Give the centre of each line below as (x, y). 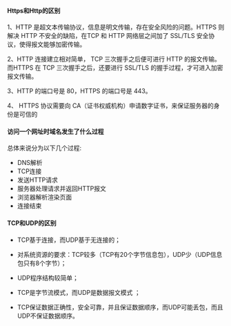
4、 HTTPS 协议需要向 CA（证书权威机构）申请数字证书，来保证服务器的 (110, 106)
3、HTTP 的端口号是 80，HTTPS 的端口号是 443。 (79, 91)
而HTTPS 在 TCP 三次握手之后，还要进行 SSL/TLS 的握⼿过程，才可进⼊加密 (115, 68)
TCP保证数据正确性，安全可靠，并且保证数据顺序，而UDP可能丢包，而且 (120, 307)
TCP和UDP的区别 (32, 223)
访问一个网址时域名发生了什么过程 (56, 131)
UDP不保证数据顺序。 (48, 316)
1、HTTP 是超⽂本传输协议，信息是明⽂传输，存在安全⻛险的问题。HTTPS (112, 27)
